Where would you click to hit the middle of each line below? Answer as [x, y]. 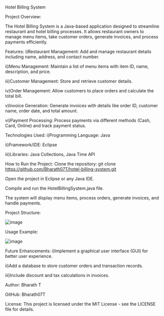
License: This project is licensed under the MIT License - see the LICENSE [81, 304]
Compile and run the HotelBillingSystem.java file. [55, 188]
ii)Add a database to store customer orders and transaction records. [74, 266]
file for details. [20, 309]
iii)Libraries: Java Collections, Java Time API [50, 154]
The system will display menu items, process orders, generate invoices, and [82, 198]
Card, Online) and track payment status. [46, 126]
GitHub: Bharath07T [25, 294]
